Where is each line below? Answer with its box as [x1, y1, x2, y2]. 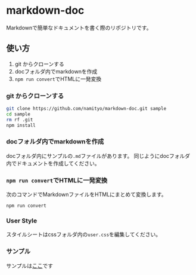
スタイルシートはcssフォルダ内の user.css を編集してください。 [6, 231, 161, 238]
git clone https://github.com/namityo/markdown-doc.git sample [6, 106, 167, 112]
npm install [6, 122, 36, 129]
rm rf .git [6, 117, 33, 123]
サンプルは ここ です [6, 262, 54, 269]
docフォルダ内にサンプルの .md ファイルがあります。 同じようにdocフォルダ [6, 152, 191, 159]
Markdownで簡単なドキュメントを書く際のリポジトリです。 [6, 24, 152, 31]
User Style [6, 216, 38, 225]
